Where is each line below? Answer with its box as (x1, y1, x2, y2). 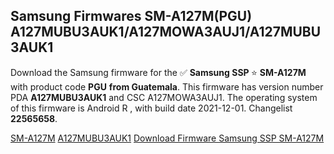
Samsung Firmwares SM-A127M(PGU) (10, 8, 253, 25)
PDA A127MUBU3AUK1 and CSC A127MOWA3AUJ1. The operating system (10, 91, 318, 103)
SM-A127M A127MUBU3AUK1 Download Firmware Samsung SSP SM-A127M (10, 132, 325, 144)
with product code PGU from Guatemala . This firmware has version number (10, 80, 324, 93)
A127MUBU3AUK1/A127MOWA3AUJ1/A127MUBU (10, 24, 322, 41)
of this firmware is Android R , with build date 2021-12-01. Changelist (10, 102, 293, 114)
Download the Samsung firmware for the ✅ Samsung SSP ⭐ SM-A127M (10, 66, 307, 78)
